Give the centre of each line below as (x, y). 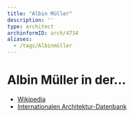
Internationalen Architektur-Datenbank (72, 106)
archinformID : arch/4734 (43, 33)
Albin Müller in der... (67, 80)
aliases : (20, 39)
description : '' (30, 20)
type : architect (30, 26)
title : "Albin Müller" (40, 13)
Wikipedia (31, 99)
